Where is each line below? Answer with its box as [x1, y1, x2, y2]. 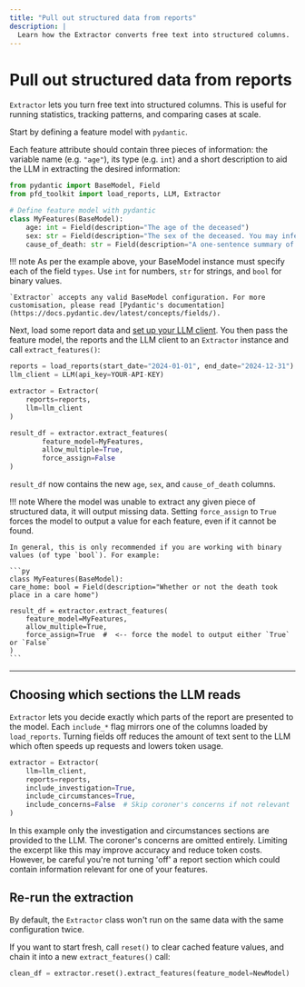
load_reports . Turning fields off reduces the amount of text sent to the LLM [9, 731, 291, 742]
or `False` [9, 638, 51, 648]
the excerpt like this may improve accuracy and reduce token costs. [9, 844, 263, 855]
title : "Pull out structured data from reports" [9, 13, 197, 23]
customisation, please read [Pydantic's [9, 301, 165, 310]
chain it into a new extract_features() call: [9, 951, 171, 962]
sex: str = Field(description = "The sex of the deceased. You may [25, 231, 279, 241]
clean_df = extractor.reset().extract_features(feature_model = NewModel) [9, 969, 290, 978]
